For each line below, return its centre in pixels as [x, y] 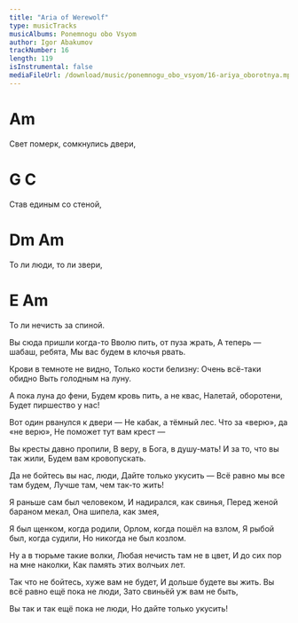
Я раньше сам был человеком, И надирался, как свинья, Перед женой [144, 501]
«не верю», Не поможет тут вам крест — [87, 431]
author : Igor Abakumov [51, 42]
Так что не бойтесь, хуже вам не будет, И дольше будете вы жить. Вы [142, 581]
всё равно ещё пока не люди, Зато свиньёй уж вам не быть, [124, 591]
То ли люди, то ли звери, [56, 264]
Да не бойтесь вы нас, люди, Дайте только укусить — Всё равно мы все [147, 475]
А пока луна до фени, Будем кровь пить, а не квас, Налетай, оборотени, [146, 395]
